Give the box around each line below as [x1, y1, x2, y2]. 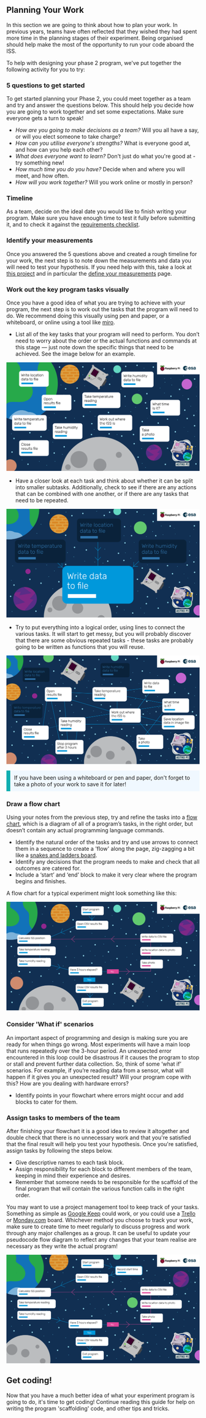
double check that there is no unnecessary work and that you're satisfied [6, 1134, 191, 1141]
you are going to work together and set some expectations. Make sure [6, 108, 184, 115]
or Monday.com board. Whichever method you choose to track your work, [6, 1216, 194, 1223]
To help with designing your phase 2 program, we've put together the [6, 59, 182, 66]
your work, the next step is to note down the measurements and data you [6, 257, 191, 264]
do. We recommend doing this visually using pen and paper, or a [6, 312, 169, 319]
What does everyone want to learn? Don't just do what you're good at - [15, 153, 196, 160]
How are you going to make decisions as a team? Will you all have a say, [15, 126, 199, 134]
